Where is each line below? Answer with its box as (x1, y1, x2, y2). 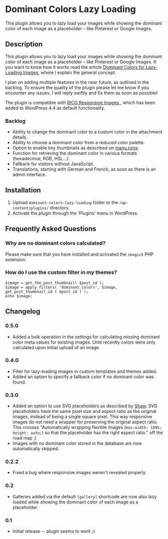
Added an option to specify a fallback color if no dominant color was (12, 373, 154, 380)
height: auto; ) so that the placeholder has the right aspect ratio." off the (12, 429, 163, 436)
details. (12, 134, 28, 140)
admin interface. (12, 172, 47, 178)
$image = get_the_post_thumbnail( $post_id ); (5, 280, 104, 285)
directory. (50, 204, 70, 210)
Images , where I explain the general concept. (23, 69, 116, 75)
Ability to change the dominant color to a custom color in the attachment (12, 129, 162, 135)
